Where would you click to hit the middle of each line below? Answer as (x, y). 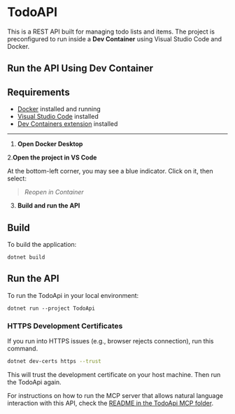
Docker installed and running (59, 109)
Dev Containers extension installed (67, 124)
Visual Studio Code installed (58, 117)
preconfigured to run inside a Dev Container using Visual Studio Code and (115, 38)
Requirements (38, 92)
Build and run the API (49, 206)
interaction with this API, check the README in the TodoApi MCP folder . (111, 403)
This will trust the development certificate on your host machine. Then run (114, 374)
